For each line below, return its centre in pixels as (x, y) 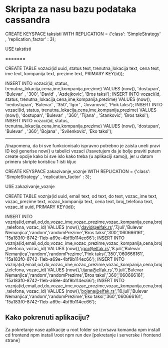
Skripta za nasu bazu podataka (71, 9)
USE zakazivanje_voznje (30, 186)
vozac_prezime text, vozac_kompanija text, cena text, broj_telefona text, (79, 201)
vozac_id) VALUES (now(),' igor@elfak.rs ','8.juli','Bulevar (83, 248)
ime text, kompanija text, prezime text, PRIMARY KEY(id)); (64, 73)
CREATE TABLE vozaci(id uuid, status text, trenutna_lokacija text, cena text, (83, 68)
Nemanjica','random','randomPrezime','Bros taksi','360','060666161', (75, 275)
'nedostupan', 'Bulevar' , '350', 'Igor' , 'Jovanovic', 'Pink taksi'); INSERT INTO (84, 104)
